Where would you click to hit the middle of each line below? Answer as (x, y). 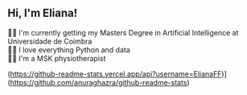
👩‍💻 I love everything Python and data (69, 50)
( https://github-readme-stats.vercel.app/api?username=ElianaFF (115, 74)
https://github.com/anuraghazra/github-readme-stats (99, 82)
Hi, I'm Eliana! (43, 13)
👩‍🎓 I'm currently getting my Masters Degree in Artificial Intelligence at (123, 32)
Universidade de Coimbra (50, 41)
